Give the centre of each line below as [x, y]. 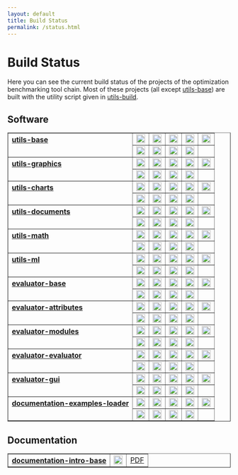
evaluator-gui [36, 379]
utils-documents [41, 212]
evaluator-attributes [47, 307]
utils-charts [33, 187]
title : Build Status [38, 21]
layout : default [31, 14]
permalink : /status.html [44, 27]
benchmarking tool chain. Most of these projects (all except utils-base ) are [116, 89]
